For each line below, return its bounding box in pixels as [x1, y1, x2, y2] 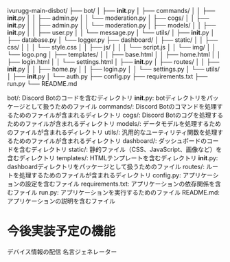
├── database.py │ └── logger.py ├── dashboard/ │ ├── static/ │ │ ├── [7, 36, 218, 44]
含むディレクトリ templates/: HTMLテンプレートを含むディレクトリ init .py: [7, 154, 218, 162]
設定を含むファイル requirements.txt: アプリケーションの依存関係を [25, 179, 215, 188]
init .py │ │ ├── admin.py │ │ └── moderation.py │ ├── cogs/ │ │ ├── [7, 14, 209, 22]
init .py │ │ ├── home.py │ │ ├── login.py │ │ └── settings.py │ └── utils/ [7, 65, 220, 73]
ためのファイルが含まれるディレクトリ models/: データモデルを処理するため [7, 120, 222, 127]
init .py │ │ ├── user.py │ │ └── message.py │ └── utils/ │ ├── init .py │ [7, 28, 215, 36]
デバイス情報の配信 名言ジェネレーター [7, 248, 117, 256]
